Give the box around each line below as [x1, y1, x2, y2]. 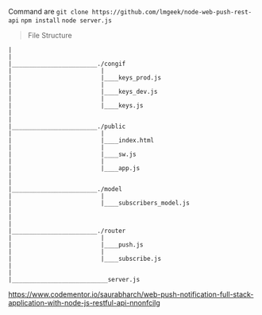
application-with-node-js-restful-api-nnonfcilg [8, 298, 160, 307]
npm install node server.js [21, 17, 113, 25]
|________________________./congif [8, 60, 126, 68]
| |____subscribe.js [8, 255, 161, 262]
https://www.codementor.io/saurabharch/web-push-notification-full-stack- [8, 290, 254, 299]
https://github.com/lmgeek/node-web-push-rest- [91, 8, 252, 16]
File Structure [27, 31, 73, 40]
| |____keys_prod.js [8, 74, 161, 82]
